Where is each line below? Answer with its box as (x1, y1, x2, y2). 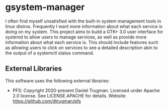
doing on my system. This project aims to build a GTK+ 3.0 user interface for (5, 28, 163, 34)
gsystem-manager (5, 1, 85, 13)
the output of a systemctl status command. (5, 49, 95, 56)
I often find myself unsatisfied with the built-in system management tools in (5, 18, 161, 24)
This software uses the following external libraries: (5, 77, 110, 83)
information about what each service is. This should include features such (5, 39, 158, 45)
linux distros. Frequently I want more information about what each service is (5, 23, 162, 29)
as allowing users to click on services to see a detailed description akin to (5, 44, 158, 50)
